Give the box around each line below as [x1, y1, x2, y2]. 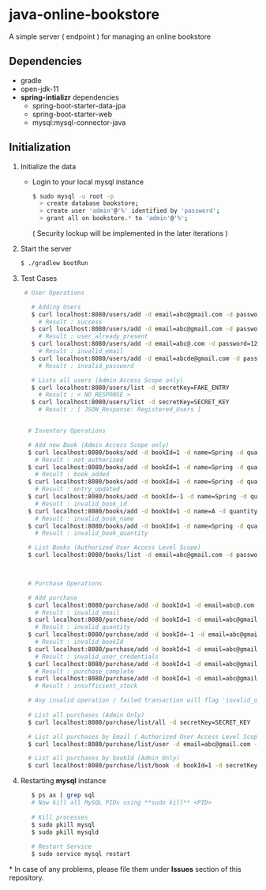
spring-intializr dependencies [20, 93, 119, 102]
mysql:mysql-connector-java [32, 117, 126, 127]
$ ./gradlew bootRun [20, 259, 88, 267]
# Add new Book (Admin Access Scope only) [28, 441, 170, 449]
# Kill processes [31, 813, 88, 821]
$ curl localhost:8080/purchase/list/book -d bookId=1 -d [28, 762, 223, 770]
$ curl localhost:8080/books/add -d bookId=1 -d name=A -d [28, 507, 227, 515]
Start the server [20, 244, 72, 254]
